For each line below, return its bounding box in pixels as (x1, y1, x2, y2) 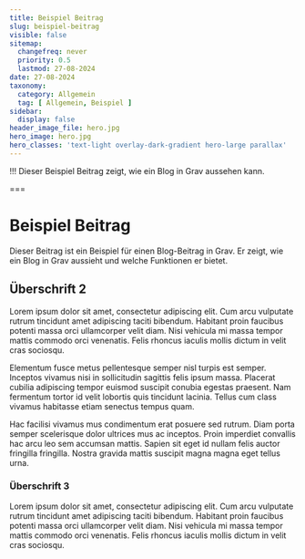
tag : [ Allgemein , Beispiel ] (17, 98, 132, 108)
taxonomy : (9, 81, 47, 90)
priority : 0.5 (17, 56, 71, 65)
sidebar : (9, 107, 43, 116)
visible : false (9, 30, 67, 39)
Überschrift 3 (9, 480, 70, 492)
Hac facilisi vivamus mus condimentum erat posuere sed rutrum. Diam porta (9, 419, 296, 430)
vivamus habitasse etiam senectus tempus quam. (9, 400, 195, 411)
